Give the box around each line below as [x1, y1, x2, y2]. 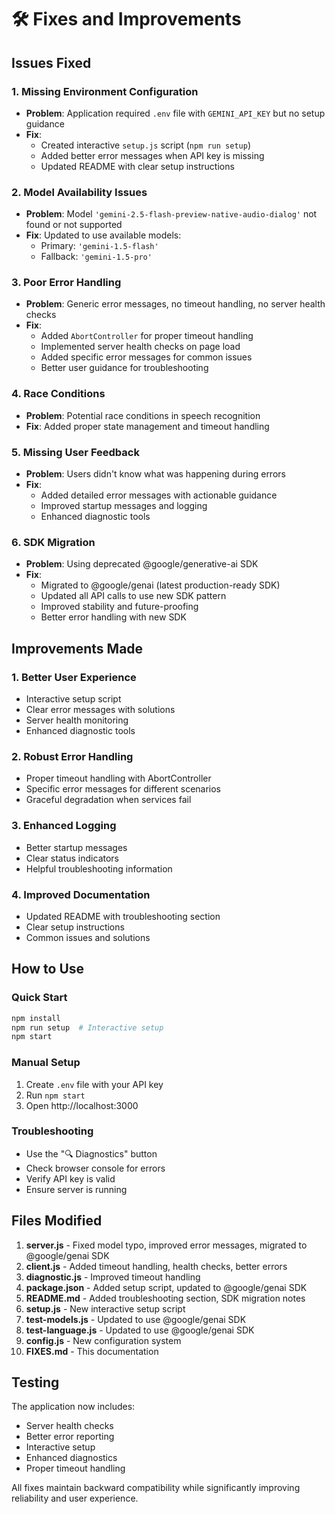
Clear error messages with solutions [25, 704, 176, 716]
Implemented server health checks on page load [40, 341, 241, 353]
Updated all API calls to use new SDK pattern [40, 590, 227, 602]
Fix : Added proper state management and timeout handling [25, 420, 270, 432]
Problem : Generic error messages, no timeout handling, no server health [25, 298, 326, 310]
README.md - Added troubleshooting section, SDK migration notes [25, 1292, 306, 1304]
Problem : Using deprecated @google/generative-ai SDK [25, 558, 259, 570]
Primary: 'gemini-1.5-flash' [40, 240, 159, 252]
